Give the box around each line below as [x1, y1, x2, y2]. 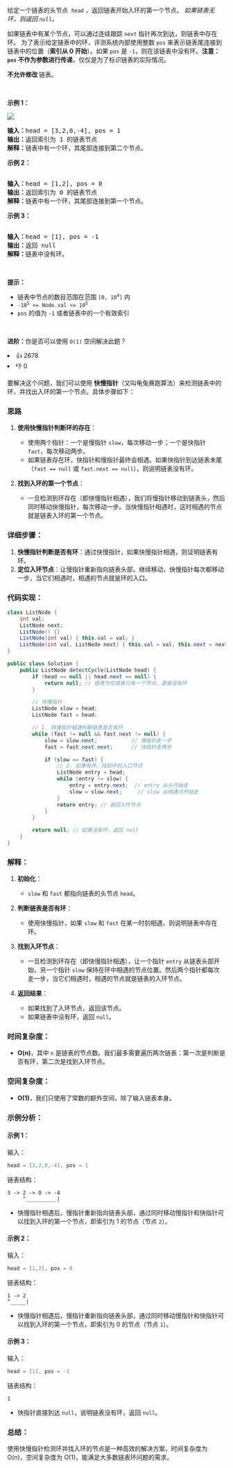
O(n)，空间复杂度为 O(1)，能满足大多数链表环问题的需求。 [7, 1453, 173, 1462]
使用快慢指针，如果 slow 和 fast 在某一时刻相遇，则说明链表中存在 [27, 919, 218, 927]
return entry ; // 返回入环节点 [56, 801, 141, 808]
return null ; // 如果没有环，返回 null [32, 826, 139, 834]
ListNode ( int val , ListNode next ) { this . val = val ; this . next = [19, 642, 213, 649]
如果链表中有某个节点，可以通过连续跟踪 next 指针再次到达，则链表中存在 [7, 30, 218, 38]
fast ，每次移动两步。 [27, 447, 89, 455]
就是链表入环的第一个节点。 [27, 512, 107, 520]
